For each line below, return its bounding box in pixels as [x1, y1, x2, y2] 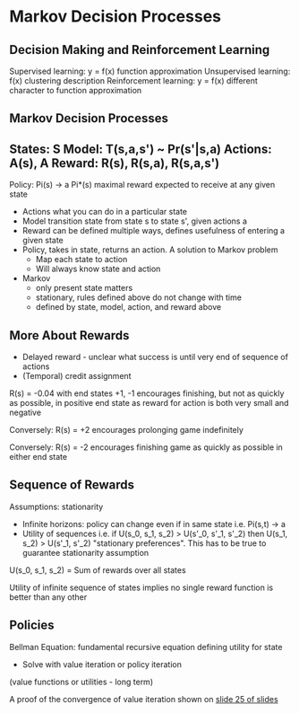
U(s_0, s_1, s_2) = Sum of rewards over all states [9, 564, 186, 576]
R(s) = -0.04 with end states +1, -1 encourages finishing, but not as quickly [9, 388, 285, 399]
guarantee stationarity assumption [21, 547, 149, 558]
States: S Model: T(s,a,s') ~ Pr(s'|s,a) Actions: [9, 141, 272, 156]
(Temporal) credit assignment [21, 371, 132, 382]
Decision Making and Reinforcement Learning [9, 42, 270, 57]
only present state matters [35, 283, 133, 294]
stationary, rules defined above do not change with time [35, 292, 242, 303]
